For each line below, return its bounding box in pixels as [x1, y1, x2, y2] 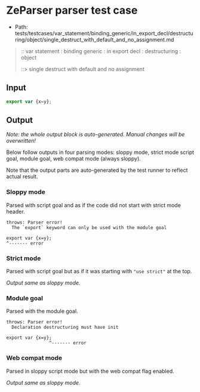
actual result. [6, 173, 38, 180]
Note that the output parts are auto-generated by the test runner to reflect [6, 166, 188, 174]
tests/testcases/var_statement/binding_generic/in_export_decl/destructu [14, 29, 193, 36]
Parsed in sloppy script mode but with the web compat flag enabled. [6, 368, 174, 375]
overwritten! [6, 137, 36, 144]
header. [6, 208, 25, 215]
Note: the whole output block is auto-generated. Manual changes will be [6, 131, 185, 138]
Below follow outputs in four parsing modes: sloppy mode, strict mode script [6, 149, 195, 156]
